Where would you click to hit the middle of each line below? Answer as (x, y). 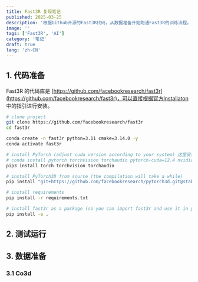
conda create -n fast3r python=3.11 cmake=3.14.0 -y (72, 139)
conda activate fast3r (34, 144)
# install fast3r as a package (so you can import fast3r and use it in (97, 209)
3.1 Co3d (19, 273)
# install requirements (35, 193)
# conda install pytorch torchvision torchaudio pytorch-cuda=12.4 (91, 160)
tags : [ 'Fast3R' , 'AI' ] (35, 34)
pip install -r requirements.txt (47, 198)
